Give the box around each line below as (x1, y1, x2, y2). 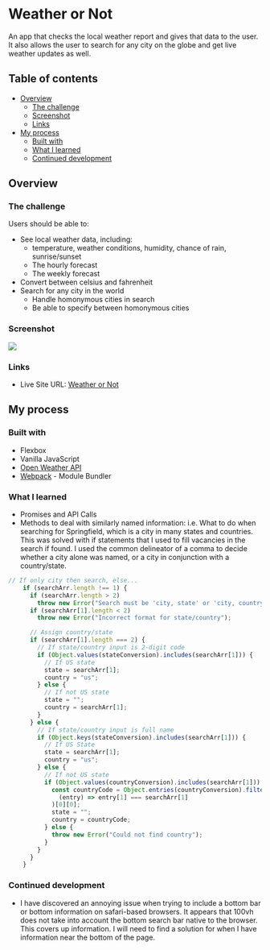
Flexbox (19, 445, 47, 455)
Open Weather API (19, 463, 82, 472)
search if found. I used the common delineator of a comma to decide (19, 544, 247, 554)
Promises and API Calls (19, 509, 97, 520)
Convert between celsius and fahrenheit (19, 277, 153, 287)
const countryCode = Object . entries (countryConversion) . (51, 786, 247, 794)
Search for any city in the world (19, 286, 125, 296)
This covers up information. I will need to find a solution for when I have (19, 923, 257, 933)
